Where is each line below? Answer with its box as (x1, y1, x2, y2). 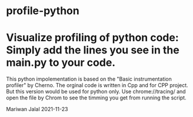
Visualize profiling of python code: (6, 31, 179, 45)
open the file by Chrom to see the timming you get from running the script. (6, 94, 187, 101)
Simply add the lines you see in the (6, 44, 179, 57)
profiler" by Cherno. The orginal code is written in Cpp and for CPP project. (6, 82, 188, 89)
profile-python (6, 4, 79, 18)
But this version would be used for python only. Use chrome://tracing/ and (6, 88, 187, 95)
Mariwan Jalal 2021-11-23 (6, 106, 68, 113)
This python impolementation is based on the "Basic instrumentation (6, 75, 172, 83)
